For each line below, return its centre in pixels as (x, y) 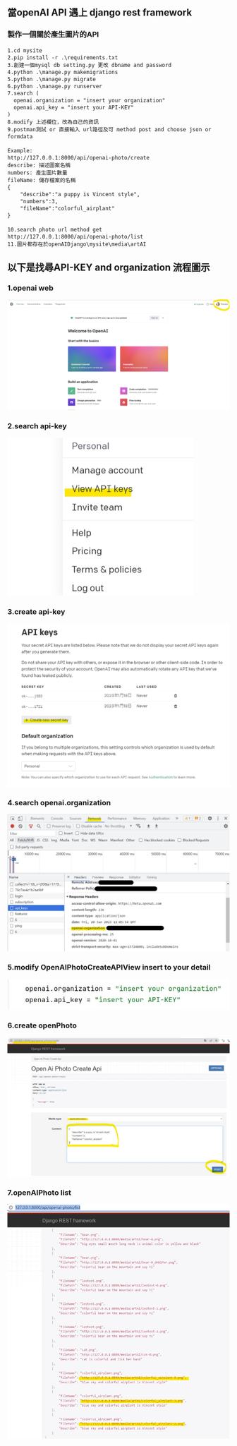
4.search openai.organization (59, 802)
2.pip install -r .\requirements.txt (63, 58)
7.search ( (23, 93)
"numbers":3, (39, 201)
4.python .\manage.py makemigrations (63, 72)
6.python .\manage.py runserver (55, 86)
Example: (20, 150)
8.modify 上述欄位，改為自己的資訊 (53, 122)
